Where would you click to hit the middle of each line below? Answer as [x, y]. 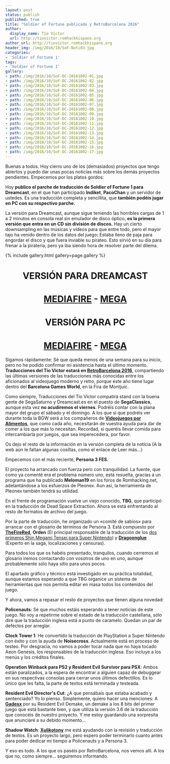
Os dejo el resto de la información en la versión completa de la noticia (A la [83, 444]
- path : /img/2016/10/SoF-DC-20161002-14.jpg [54, 138]
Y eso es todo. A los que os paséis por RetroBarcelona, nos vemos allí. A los [85, 751]
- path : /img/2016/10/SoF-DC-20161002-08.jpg [54, 109]
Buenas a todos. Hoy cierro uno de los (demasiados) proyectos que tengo [82, 166]
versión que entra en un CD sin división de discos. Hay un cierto [74, 224]
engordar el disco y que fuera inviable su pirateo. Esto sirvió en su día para [83, 240]
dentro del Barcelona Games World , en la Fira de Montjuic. [67, 387]
